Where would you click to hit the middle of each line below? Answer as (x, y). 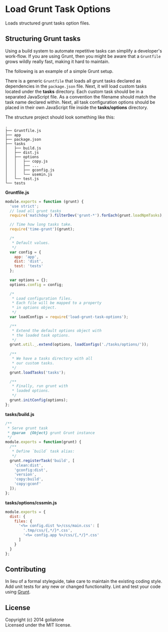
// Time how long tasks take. (41, 224)
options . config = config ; (37, 284)
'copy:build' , (29, 479)
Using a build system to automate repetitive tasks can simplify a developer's (84, 50)
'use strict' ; (24, 206)
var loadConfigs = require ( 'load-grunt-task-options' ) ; (69, 317)
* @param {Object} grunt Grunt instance (51, 433)
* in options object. (34, 308)
